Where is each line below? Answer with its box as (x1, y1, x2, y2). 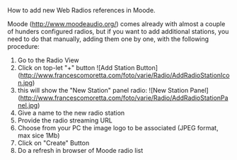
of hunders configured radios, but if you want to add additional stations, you (7, 28, 229, 35)
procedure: (7, 42, 40, 50)
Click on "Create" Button (17, 139, 90, 147)
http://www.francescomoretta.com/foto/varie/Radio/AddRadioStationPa (20, 93, 229, 102)
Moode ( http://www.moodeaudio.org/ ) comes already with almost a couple (7, 20, 226, 28)
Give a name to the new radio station (17, 109, 125, 117)
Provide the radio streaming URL (17, 116, 113, 125)
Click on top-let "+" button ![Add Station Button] (17, 64, 158, 72)
